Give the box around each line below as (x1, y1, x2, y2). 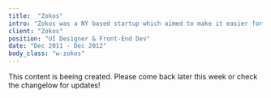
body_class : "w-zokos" (8, 49, 85, 58)
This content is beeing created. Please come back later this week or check (8, 72, 258, 81)
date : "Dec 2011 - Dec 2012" (8, 42, 107, 50)
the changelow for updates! (8, 80, 101, 90)
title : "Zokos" (8, 11, 63, 20)
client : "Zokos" (8, 27, 63, 35)
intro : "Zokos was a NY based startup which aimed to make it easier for (8, 19, 264, 28)
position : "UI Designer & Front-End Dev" (8, 34, 151, 43)
